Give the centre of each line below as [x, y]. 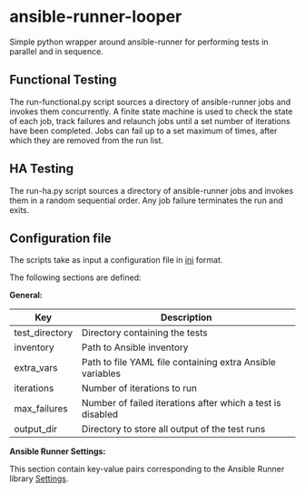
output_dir [35, 430]
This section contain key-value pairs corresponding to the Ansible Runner [147, 469]
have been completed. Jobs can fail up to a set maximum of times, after [143, 130]
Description [186, 317]
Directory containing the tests [145, 333]
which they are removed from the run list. [87, 140]
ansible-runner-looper [96, 17]
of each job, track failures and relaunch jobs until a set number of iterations [150, 121]
